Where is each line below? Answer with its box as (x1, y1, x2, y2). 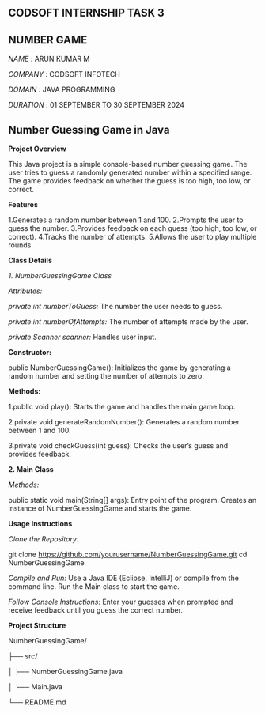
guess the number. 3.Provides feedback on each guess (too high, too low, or (8, 224, 257, 233)
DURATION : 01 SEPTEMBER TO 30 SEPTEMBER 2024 (8, 100, 184, 110)
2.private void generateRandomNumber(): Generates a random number (8, 417, 240, 427)
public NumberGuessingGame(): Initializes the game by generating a (8, 363, 231, 372)
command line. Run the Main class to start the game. (8, 582, 180, 591)
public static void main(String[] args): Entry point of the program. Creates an (8, 496, 257, 505)
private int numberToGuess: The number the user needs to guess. (8, 302, 223, 311)
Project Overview (8, 144, 67, 153)
